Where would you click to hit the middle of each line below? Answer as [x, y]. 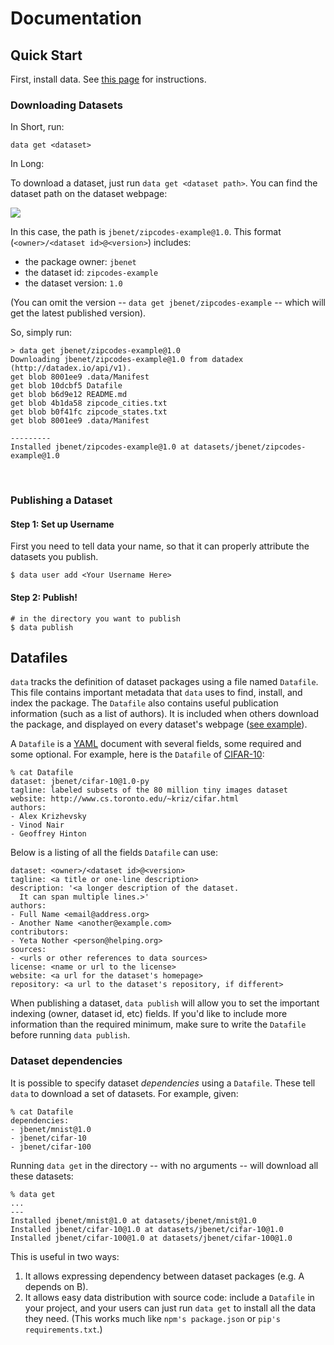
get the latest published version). [78, 313]
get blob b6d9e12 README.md [69, 395]
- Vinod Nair [37, 825]
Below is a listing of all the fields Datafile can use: [114, 853]
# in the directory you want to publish [96, 618]
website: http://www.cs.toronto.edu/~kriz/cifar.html [125, 799]
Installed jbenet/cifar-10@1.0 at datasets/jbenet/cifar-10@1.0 [147, 1229]
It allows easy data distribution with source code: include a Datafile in [169, 1297]
